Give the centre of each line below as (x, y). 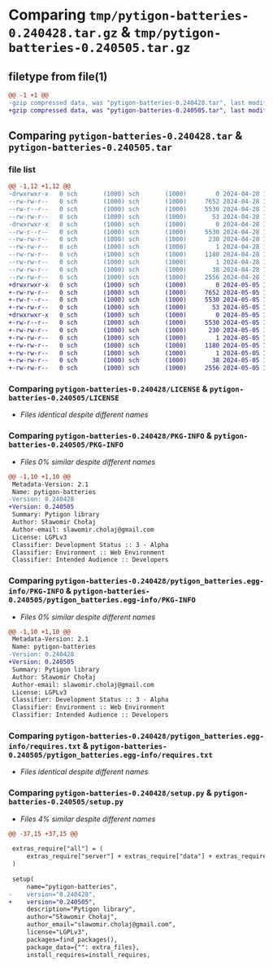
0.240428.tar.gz (63, 34)
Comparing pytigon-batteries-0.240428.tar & (126, 136)
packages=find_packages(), (72, 939)
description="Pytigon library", (81, 909)
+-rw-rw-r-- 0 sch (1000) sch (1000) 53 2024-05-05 (134, 308)
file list (22, 169)
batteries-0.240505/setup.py (66, 802)
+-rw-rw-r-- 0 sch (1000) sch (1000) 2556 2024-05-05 (134, 368)
